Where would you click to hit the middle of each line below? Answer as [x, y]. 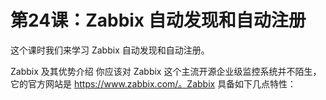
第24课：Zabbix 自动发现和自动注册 [158, 20]
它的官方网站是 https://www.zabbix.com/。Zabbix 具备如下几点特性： [153, 83]
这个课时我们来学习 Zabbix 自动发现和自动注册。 [110, 50]
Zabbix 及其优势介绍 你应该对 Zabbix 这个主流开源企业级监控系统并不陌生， [166, 71]
